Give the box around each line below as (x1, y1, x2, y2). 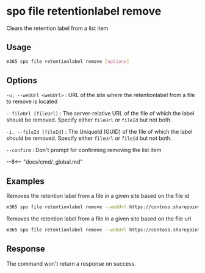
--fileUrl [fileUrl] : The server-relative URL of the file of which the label (6, 110, 195, 117)
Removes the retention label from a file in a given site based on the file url (6, 215, 192, 222)
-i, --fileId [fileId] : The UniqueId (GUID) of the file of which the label (6, 128, 193, 136)
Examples (6, 176, 45, 186)
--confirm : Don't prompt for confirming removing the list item (6, 147, 162, 154)
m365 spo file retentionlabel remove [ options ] (6, 58, 130, 65)
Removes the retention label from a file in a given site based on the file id (6, 192, 189, 200)
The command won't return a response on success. (6, 260, 136, 267)
